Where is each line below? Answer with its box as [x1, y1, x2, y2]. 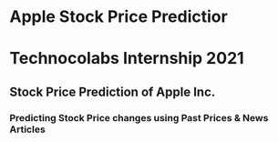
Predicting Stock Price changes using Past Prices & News [9, 111, 269, 124]
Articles [9, 123, 46, 136]
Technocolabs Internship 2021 [9, 48, 244, 69]
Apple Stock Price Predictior [9, 6, 228, 27]
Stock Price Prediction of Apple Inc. [9, 84, 216, 99]
